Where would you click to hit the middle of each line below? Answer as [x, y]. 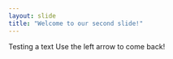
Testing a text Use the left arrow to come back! [87, 46]
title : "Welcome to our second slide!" [76, 23]
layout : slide [32, 16]
